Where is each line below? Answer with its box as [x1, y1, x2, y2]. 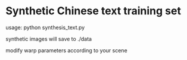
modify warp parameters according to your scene [5, 46, 127, 54]
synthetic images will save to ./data [5, 35, 92, 42]
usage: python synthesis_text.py [5, 24, 85, 31]
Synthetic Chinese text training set [5, 4, 181, 18]
